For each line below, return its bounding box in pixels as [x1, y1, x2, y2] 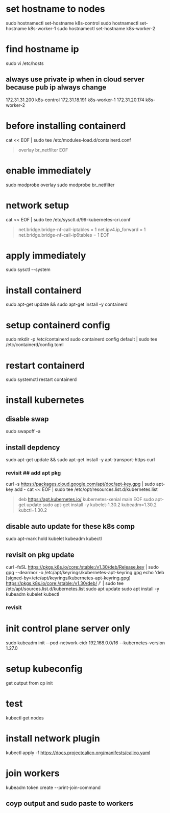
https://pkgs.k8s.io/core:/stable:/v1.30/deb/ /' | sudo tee [6, 580, 124, 586]
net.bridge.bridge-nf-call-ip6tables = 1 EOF [18, 232, 110, 238]
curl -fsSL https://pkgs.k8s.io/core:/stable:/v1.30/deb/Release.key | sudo [6, 563, 159, 570]
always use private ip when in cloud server [6, 75, 145, 84]
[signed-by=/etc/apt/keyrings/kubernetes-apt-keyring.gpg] [6, 575, 131, 581]
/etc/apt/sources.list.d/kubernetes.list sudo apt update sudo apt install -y [6, 585, 160, 592]
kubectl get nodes [6, 714, 44, 721]
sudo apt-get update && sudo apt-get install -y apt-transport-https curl [6, 457, 155, 463]
